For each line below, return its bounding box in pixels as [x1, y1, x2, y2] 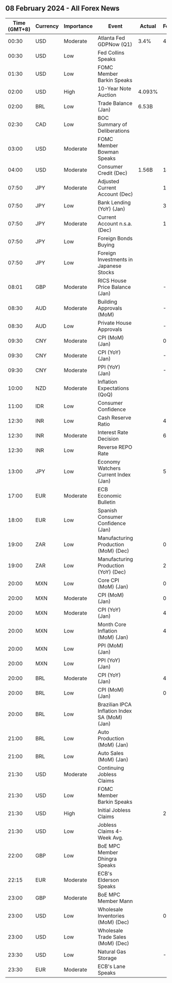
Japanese [97, 262, 122, 269]
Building [97, 298, 118, 305]
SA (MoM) [97, 714, 123, 721]
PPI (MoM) [97, 642, 124, 649]
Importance [63, 23, 93, 30]
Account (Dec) [97, 191, 133, 198]
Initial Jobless [97, 806, 131, 813]
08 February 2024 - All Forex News [5, 4, 120, 13]
